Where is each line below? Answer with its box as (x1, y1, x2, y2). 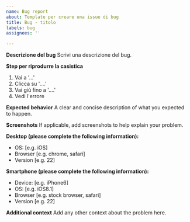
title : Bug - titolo (6, 19, 57, 25)
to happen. (6, 110, 32, 117)
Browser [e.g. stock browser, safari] (14, 192, 101, 199)
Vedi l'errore (14, 93, 45, 100)
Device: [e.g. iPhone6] (14, 179, 69, 186)
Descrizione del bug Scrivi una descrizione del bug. (6, 51, 132, 58)
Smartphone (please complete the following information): (6, 168, 149, 175)
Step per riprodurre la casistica (6, 63, 84, 70)
